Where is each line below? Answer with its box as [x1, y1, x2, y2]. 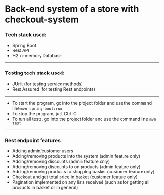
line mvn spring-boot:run [12, 105, 62, 111]
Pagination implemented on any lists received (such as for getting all [12, 179, 150, 185]
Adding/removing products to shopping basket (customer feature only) [12, 169, 155, 175]
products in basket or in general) [12, 185, 78, 191]
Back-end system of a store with [5, 3, 139, 15]
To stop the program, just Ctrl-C [12, 110, 77, 116]
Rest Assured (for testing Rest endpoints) [12, 86, 95, 92]
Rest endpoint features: [5, 137, 62, 144]
